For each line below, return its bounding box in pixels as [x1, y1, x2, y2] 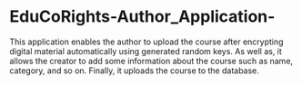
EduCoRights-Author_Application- [9, 6, 276, 27]
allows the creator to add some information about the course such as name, [9, 55, 294, 66]
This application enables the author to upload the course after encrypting [9, 36, 284, 47]
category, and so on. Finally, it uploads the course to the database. [9, 65, 259, 76]
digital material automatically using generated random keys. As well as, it [9, 45, 282, 56]
